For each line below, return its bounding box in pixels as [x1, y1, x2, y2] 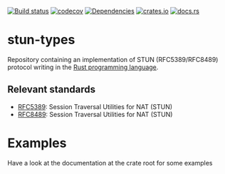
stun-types [7, 32, 75, 48]
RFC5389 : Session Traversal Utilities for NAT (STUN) [17, 102, 173, 111]
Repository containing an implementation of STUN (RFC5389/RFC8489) [7, 55, 219, 63]
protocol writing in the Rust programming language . [7, 63, 159, 71]
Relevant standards [7, 83, 96, 96]
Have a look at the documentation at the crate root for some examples [7, 158, 213, 167]
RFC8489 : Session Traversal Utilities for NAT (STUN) [17, 110, 173, 118]
